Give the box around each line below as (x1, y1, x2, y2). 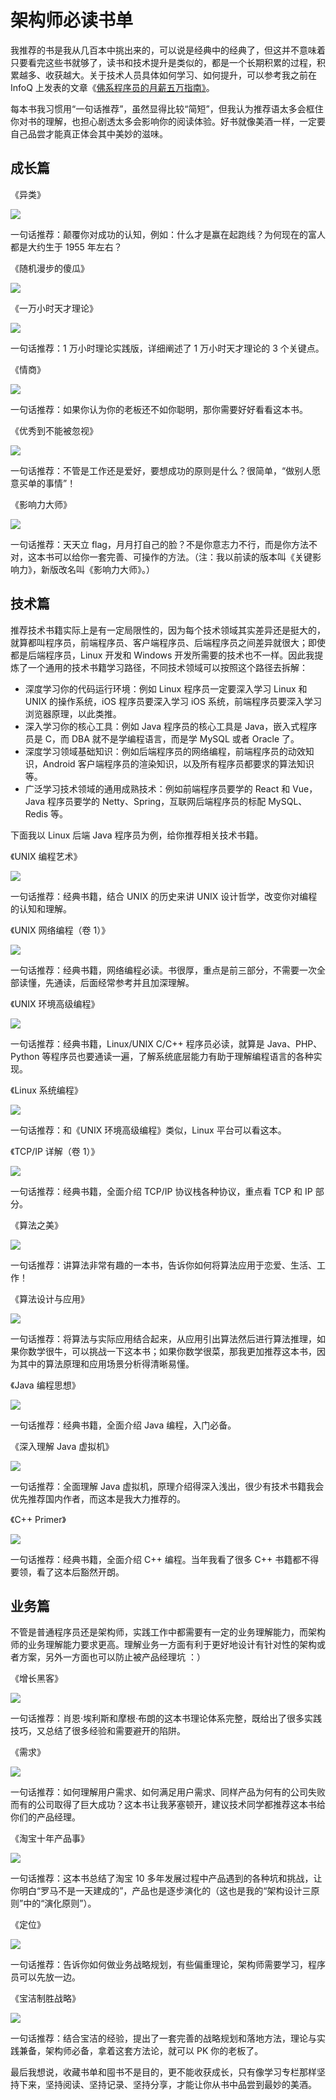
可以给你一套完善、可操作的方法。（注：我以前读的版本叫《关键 (53, 551, 313, 563)
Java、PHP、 (266, 1037, 323, 1050)
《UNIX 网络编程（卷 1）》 (10, 924, 111, 936)
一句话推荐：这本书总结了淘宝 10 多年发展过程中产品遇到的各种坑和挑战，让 (10, 1872, 323, 1885)
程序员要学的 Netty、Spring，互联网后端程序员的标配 (47, 795, 267, 807)
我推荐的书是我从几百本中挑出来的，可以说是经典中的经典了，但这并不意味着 (10, 44, 326, 56)
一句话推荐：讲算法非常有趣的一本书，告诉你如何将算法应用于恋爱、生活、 (10, 1259, 317, 1271)
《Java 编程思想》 (10, 1379, 81, 1391)
